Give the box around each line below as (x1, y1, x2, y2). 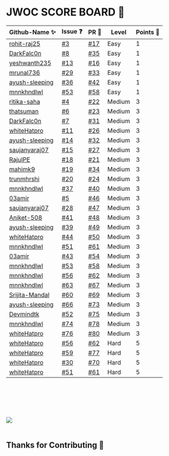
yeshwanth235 (9, 59, 52, 67)
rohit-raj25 (9, 39, 40, 48)
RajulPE (9, 155, 31, 163)
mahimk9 (9, 165, 36, 173)
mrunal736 (9, 68, 40, 77)
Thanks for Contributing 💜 (6, 440, 104, 450)
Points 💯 (135, 28, 160, 36)
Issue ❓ (61, 27, 83, 35)
